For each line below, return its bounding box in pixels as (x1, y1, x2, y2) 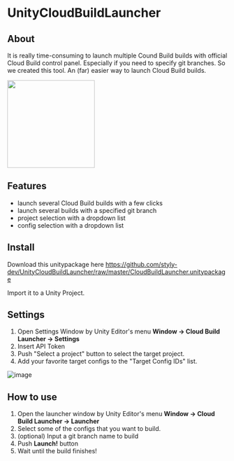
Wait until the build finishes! (17, 447, 98, 455)
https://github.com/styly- (105, 260, 178, 268)
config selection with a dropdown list (17, 221, 124, 229)
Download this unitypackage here (7, 260, 104, 268)
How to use (7, 391, 57, 403)
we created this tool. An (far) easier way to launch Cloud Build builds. (7, 67, 207, 74)
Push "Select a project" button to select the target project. (17, 350, 185, 358)
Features (7, 180, 47, 192)
